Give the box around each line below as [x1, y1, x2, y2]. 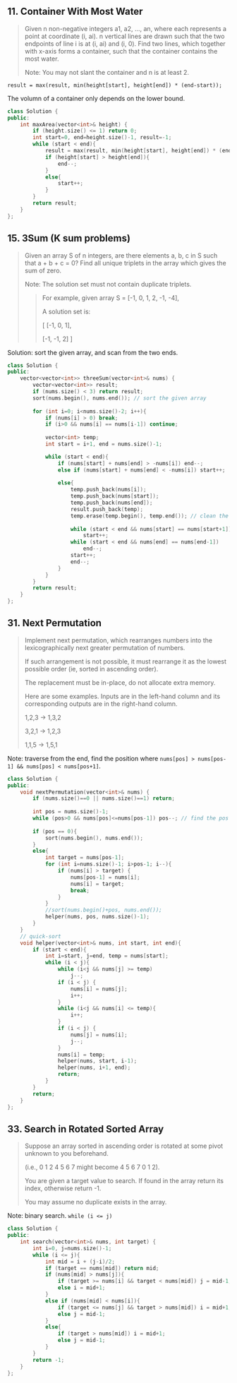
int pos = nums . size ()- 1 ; [32, 808, 109, 815]
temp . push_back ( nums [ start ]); [70, 493, 159, 500]
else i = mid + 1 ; [57, 1284, 106, 1291]
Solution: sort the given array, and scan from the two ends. [7, 348, 178, 357]
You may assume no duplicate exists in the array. [24, 1198, 167, 1207]
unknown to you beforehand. [24, 1149, 109, 1158]
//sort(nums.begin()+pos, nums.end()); [44, 906, 162, 914]
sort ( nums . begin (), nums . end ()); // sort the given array [32, 395, 207, 402]
